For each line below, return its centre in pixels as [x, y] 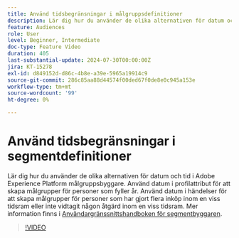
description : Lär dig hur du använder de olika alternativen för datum [116, 21]
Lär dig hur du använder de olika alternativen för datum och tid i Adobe [111, 175]
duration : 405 [28, 54]
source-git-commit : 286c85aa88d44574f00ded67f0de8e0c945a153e [101, 80]
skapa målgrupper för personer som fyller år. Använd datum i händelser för [117, 191]
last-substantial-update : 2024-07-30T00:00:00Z [79, 60]
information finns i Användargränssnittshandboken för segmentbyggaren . [115, 213]
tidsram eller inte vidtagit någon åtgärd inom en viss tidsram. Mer [103, 206]
